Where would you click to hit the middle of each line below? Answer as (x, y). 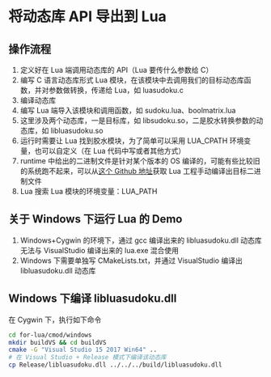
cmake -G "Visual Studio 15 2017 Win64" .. (83, 350)
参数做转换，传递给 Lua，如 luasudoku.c (116, 90)
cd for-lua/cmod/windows (50, 335)
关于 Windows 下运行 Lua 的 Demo (95, 219)
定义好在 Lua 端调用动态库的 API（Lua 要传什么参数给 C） (116, 70)
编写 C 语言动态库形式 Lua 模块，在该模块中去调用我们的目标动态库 (132, 80)
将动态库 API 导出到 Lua (88, 17)
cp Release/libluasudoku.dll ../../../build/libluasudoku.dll (115, 365)
